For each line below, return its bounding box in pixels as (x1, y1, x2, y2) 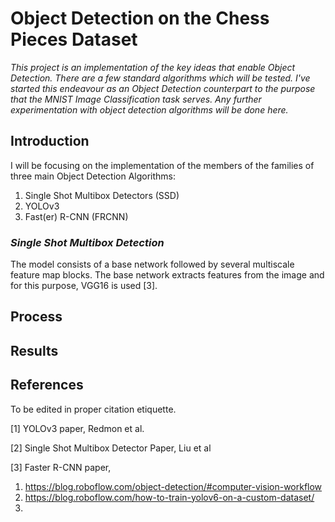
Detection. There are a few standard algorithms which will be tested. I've (10, 72, 311, 84)
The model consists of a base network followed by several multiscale (10, 258, 295, 271)
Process (10, 308, 63, 326)
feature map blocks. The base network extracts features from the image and (10, 269, 325, 281)
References (10, 377, 84, 394)
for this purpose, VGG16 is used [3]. (10, 280, 158, 292)
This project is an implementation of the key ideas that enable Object (10, 61, 296, 73)
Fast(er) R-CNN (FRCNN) (24, 210, 129, 222)
